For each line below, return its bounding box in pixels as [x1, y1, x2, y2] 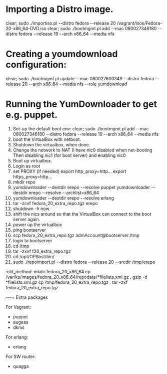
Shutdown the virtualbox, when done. [12, 141, 90, 147]
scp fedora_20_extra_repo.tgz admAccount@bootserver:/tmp [12, 232, 139, 238]
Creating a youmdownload [5, 49, 118, 60]
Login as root [12, 163, 40, 169]
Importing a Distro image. [5, 4, 114, 15]
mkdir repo [12, 179, 35, 185]
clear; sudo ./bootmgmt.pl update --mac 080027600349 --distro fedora [5, 75, 154, 81]
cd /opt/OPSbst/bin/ [12, 253, 54, 259]
